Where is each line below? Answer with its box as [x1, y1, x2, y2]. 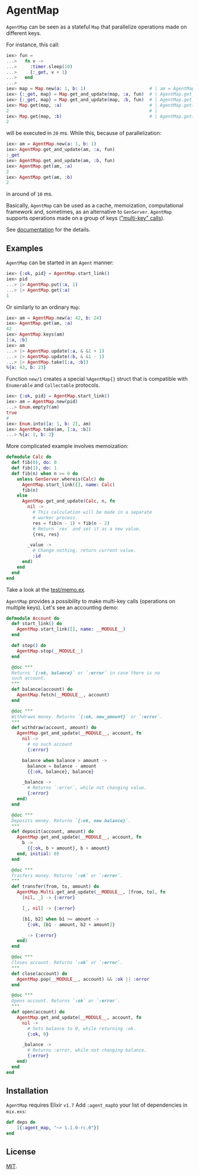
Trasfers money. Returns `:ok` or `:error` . [11, 873, 123, 879]
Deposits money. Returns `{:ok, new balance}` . [11, 817, 131, 823]
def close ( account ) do [11, 971, 68, 977]
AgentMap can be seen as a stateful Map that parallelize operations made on [6, 23, 187, 30]
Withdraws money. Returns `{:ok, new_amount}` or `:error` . [11, 713, 163, 719]
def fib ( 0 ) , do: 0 [11, 460, 57, 466]
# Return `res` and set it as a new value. [32, 526, 142, 532]
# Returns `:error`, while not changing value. [27, 785, 147, 791]
